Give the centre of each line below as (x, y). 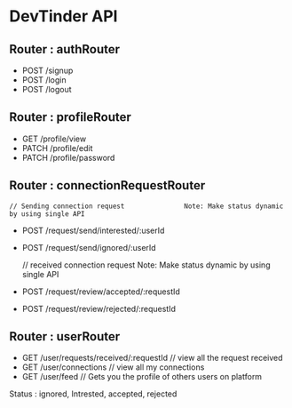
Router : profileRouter (70, 117)
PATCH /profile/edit (57, 148)
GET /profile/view (54, 139)
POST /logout (47, 89)
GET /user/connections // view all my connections (113, 367)
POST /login (44, 80)
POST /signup (47, 70)
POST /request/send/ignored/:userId (89, 247)
